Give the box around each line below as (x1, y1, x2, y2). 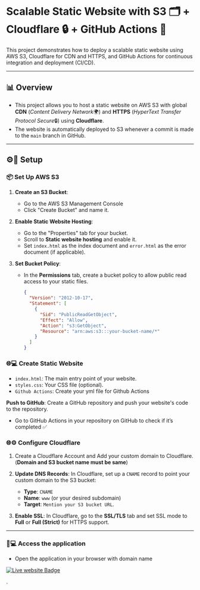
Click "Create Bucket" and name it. (23, 207, 109, 214)
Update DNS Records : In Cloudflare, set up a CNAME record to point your (14, 470, 190, 477)
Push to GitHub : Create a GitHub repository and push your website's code (6, 399, 189, 407)
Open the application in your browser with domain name (14, 555, 153, 562)
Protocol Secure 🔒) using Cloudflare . (14, 117, 104, 124)
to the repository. (6, 405, 49, 413)
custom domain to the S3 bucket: (14, 476, 96, 483)
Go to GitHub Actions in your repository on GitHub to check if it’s (14, 417, 174, 424)
